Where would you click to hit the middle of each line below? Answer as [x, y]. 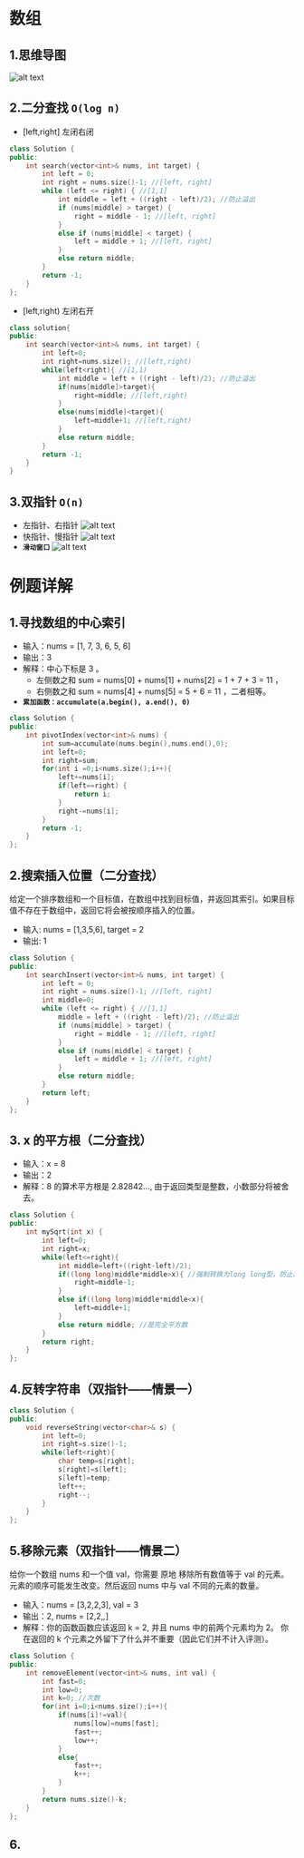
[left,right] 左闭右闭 [58, 132]
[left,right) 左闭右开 [58, 310]
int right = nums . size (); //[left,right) [117, 362]
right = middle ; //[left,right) [131, 396]
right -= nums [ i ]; [88, 811]
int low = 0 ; [62, 1690]
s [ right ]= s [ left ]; [92, 1470]
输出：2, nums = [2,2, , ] [66, 1616]
